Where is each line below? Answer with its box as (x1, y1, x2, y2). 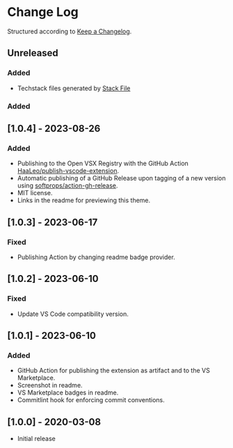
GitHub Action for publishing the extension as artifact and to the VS (17, 366, 210, 375)
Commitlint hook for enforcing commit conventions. (17, 396, 165, 404)
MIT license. (17, 189, 53, 197)
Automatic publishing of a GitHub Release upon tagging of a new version (17, 174, 226, 183)
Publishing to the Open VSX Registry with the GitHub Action (17, 159, 189, 167)
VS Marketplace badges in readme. (17, 388, 119, 397)
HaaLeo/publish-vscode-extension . (17, 167, 120, 175)
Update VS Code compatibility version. (17, 310, 129, 318)
